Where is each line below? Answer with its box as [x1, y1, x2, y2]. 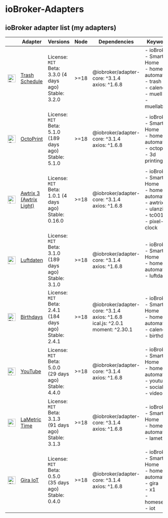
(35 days [47, 479, 69, 486]
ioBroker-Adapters [5, 3, 84, 15]
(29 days [47, 370, 69, 377]
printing [144, 157, 163, 164]
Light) [20, 202, 34, 209]
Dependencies [98, 38, 134, 45]
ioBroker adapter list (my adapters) [5, 23, 116, 32]
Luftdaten [20, 256, 43, 263]
